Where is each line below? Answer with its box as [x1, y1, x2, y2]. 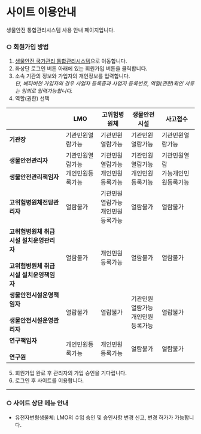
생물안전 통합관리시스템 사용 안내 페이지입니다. [6, 26, 115, 33]
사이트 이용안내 [6, 5, 77, 19]
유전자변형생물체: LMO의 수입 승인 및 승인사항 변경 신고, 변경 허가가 [14, 414, 173, 421]
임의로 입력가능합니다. [21, 87, 73, 94]
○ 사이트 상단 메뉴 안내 [6, 399, 69, 407]
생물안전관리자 [9, 157, 48, 165]
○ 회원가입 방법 [6, 42, 49, 51]
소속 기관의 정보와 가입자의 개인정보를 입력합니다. [14, 72, 130, 80]
